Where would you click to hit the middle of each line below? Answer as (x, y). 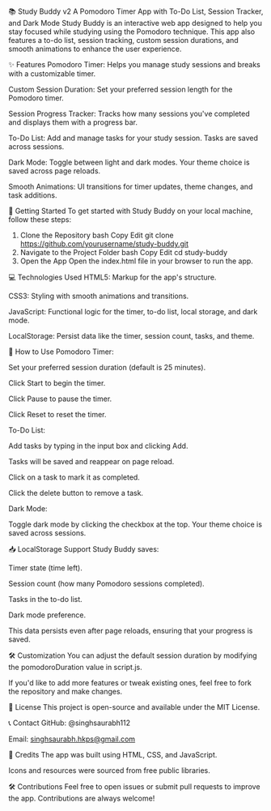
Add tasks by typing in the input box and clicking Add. (98, 446)
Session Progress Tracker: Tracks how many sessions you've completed (129, 113)
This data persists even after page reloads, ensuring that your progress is (131, 631)
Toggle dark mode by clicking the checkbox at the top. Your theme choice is (135, 524)
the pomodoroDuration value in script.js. (76, 667)
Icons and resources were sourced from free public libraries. (109, 770)
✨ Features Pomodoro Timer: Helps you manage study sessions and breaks (134, 64)
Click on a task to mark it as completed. (74, 477)
